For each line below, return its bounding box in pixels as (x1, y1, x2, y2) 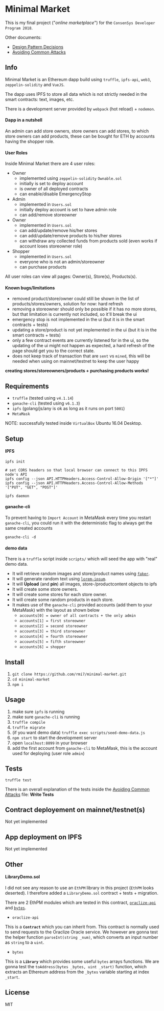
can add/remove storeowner (19, 212, 77, 218)
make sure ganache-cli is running (12, 713, 80, 720)
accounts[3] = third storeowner (19, 629, 86, 634)
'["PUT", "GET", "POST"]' (5, 485, 58, 490)
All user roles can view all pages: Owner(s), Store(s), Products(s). (5, 273, 137, 279)
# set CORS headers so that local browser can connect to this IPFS (5, 467, 148, 472)
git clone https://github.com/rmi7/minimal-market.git (12, 672, 127, 677)
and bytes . (5, 904, 26, 910)
